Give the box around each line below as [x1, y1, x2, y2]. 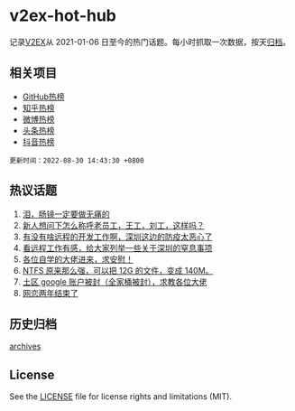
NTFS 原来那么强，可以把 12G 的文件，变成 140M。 [22, 265, 214, 276]
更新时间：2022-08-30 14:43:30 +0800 [9, 155, 144, 165]
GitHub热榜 [22, 91, 65, 102]
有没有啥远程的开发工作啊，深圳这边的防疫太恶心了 [22, 231, 213, 242]
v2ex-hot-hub [9, 5, 117, 26]
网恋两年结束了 [22, 287, 78, 298]
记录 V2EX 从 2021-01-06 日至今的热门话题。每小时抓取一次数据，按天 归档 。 [9, 36, 291, 47]
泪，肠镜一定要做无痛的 [22, 209, 110, 220]
